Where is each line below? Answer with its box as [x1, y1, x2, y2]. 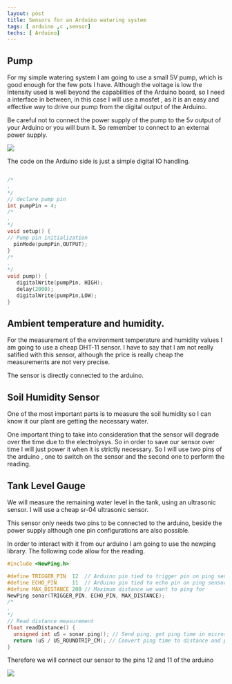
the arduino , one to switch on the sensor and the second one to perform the [7, 453, 225, 461]
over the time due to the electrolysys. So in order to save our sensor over [7, 438, 215, 446]
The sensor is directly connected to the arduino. [7, 371, 144, 380]
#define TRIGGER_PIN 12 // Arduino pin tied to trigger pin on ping [7, 573, 215, 580]
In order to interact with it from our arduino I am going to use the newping [7, 540, 216, 548]
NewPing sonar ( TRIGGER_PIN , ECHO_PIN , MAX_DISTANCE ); [7, 592, 166, 599]
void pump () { [7, 273, 48, 280]
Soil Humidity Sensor [7, 391, 100, 403]
